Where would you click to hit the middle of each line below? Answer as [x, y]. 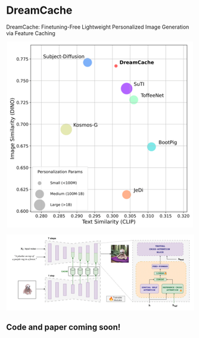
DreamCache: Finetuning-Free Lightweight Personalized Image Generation [98, 27]
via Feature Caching [31, 33]
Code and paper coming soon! [63, 328]
